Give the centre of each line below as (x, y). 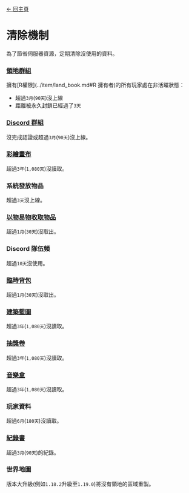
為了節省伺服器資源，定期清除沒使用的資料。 (62, 53)
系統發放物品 (25, 185)
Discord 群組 (25, 123)
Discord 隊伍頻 (28, 249)
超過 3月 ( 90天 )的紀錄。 (33, 452)
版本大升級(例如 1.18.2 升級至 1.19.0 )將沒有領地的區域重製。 (80, 484)
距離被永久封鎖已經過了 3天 (48, 105)
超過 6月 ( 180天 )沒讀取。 (34, 421)
